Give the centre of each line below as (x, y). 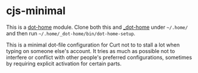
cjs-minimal (36, 11)
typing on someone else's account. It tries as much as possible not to (91, 51)
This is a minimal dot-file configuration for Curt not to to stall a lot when (93, 45)
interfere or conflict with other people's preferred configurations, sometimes (99, 57)
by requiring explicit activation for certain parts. (64, 64)
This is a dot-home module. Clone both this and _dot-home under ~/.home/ (97, 27)
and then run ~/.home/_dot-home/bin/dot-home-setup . (71, 33)
